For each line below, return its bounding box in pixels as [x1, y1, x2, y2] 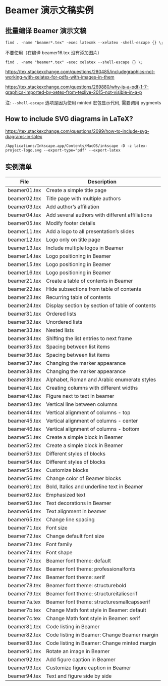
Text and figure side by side [46, 672, 112, 679]
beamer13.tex [8, 244, 41, 251]
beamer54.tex [8, 458, 41, 465]
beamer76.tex [8, 565, 41, 573]
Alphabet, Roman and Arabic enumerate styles [46, 376, 156, 383]
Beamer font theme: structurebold [46, 582, 127, 589]
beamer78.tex [8, 582, 41, 589]
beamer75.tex [8, 557, 41, 564]
